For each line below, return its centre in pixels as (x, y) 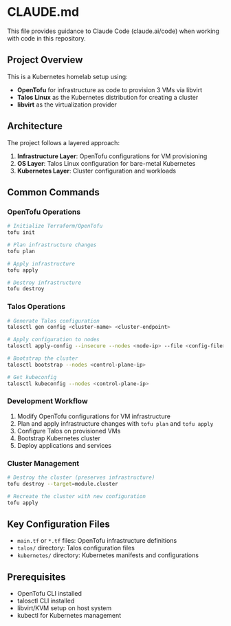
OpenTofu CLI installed (49, 594)
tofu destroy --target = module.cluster (63, 484)
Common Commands (53, 192)
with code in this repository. (46, 38)
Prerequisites (36, 577)
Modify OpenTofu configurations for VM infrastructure (93, 416)
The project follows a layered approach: (64, 142)
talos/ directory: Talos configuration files (76, 548)
